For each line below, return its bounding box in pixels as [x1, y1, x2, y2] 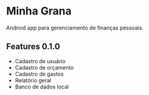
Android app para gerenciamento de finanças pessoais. [6, 24, 144, 31]
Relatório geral [14, 76, 52, 84]
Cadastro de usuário [14, 57, 66, 64]
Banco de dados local [14, 83, 69, 90]
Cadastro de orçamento [14, 64, 74, 71]
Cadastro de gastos [14, 70, 64, 78]
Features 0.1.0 [6, 41, 60, 52]
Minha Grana [6, 4, 72, 18]
